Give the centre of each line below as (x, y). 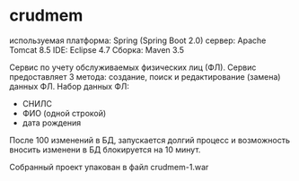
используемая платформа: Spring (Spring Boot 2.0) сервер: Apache (138, 40)
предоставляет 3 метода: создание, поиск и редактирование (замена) (145, 76)
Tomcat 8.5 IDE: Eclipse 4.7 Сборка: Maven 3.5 (97, 49)
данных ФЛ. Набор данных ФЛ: (70, 86)
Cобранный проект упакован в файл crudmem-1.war (109, 167)
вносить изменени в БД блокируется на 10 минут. (105, 150)
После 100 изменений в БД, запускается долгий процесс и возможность (149, 140)
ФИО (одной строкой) (64, 113)
